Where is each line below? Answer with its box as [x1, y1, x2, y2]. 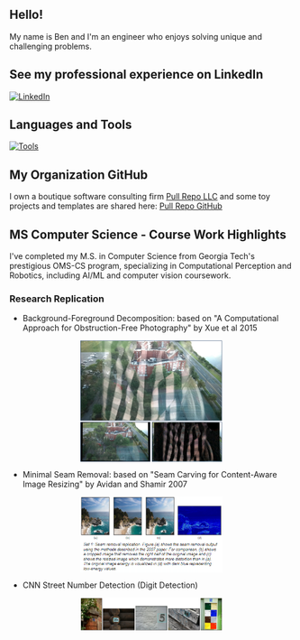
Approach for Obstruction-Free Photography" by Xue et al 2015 [22, 322, 259, 333]
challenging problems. [9, 41, 92, 51]
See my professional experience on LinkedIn [9, 67, 264, 82]
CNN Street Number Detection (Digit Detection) [22, 580, 198, 590]
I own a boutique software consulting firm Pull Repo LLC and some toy [9, 191, 270, 202]
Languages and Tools [9, 117, 132, 133]
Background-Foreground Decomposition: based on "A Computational [22, 313, 279, 324]
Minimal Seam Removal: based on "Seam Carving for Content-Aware [22, 469, 277, 480]
